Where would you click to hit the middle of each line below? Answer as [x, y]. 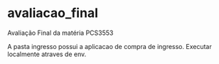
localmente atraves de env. [47, 54]
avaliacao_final [53, 13]
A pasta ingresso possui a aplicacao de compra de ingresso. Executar [109, 46]
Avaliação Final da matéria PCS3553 [60, 33]
